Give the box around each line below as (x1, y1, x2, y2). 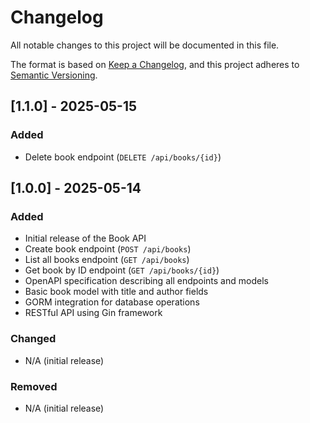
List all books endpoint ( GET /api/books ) (24, 254, 190, 266)
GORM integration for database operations (24, 296, 200, 308)
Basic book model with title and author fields (24, 286, 209, 298)
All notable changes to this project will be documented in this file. (10, 39, 280, 51)
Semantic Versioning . (10, 69, 98, 81)
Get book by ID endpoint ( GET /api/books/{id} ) (24, 264, 220, 276)
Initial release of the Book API (24, 232, 147, 245)
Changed (10, 332, 57, 346)
